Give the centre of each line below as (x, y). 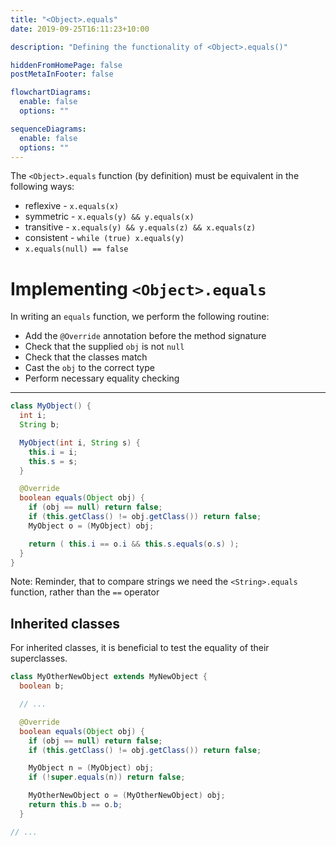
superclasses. (39, 658)
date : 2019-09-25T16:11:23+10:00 (80, 29)
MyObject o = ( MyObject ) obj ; (91, 526)
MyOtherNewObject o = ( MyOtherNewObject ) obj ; (127, 796)
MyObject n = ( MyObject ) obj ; (91, 768)
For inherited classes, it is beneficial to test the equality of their (140, 648)
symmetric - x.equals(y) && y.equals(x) (109, 217)
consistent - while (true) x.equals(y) (104, 238)
